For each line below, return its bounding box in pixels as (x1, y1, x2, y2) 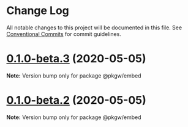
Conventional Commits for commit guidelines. (6, 30, 121, 37)
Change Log (6, 4, 69, 18)
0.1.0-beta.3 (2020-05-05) (6, 52, 146, 66)
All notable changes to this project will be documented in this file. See (6, 24, 182, 31)
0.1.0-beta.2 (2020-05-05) (6, 93, 147, 107)
